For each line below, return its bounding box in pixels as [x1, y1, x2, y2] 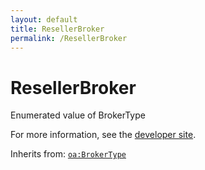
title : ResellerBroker [10, 24, 105, 34]
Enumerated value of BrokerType [10, 109, 146, 121]
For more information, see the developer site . [10, 129, 197, 141]
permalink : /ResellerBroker [10, 33, 128, 43]
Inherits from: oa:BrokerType [10, 148, 127, 160]
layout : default [10, 14, 78, 25]
